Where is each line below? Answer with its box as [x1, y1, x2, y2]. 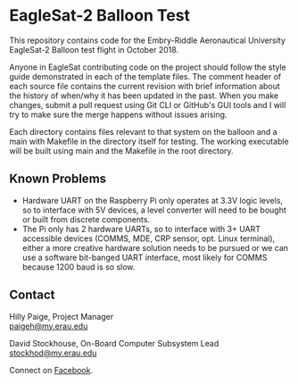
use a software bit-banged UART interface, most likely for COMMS [21, 252, 268, 263]
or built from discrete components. [21, 213, 150, 224]
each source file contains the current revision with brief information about [9, 80, 281, 91]
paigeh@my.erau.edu [9, 321, 88, 331]
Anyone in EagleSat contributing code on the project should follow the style [9, 62, 287, 72]
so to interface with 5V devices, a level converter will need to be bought [21, 205, 287, 215]
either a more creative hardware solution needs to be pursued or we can [21, 242, 288, 253]
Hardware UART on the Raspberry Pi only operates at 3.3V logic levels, [21, 195, 284, 205]
